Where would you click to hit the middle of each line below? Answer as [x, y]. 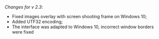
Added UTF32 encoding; [37, 22]
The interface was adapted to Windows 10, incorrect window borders [83, 27]
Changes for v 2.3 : [24, 7]
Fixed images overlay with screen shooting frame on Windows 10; [79, 16]
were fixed [23, 32]
